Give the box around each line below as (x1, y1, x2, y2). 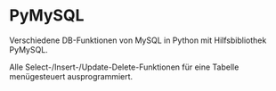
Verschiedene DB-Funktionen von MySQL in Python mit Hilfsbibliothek (9, 35, 267, 45)
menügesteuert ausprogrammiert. (9, 70, 134, 81)
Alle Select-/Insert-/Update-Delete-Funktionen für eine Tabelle (9, 62, 239, 72)
